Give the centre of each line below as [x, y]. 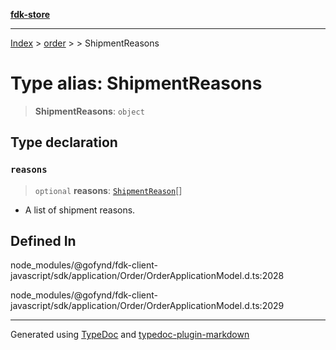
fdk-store [30, 14]
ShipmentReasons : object [89, 111]
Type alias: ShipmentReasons [136, 83]
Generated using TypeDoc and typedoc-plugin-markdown [130, 335]
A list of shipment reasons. [80, 210]
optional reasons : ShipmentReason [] [108, 190]
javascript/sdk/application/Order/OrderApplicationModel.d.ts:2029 [147, 306]
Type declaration [64, 142]
